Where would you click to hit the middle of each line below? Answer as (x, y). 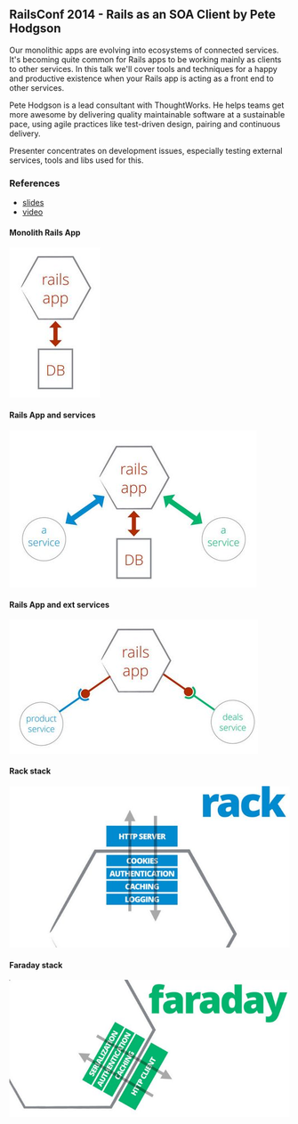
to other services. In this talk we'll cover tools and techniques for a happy (143, 69)
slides (33, 203)
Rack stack (30, 771)
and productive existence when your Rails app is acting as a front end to (141, 78)
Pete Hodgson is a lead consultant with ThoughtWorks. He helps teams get (147, 105)
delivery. (25, 133)
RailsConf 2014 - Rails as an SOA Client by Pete (142, 15)
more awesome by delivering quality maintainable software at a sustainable (147, 114)
